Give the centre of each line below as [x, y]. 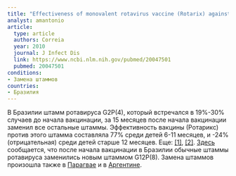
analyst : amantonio [36, 20]
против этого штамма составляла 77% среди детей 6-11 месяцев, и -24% [118, 135]
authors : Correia [39, 40]
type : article [34, 33]
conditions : [25, 73]
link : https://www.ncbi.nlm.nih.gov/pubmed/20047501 [92, 60]
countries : [23, 86]
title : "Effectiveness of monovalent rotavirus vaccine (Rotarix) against [119, 14]
